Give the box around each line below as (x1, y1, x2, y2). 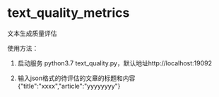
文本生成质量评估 (7, 29, 57, 37)
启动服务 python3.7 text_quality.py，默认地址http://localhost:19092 (17, 58, 213, 67)
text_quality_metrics (7, 5, 130, 21)
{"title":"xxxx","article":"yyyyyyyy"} (17, 82, 121, 90)
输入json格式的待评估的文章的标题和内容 (17, 74, 136, 82)
